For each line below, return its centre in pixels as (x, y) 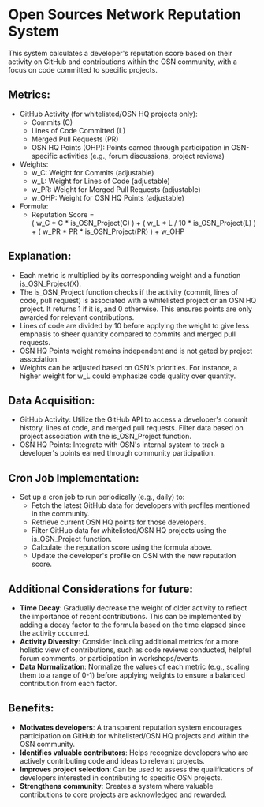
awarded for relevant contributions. (77, 317)
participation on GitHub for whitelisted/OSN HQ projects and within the (134, 735)
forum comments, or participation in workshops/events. (110, 658)
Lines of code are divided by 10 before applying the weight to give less (134, 325)
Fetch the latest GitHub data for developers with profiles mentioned (141, 505)
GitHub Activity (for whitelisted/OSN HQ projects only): (109, 114)
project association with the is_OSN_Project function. (105, 437)
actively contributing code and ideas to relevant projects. (112, 760)
